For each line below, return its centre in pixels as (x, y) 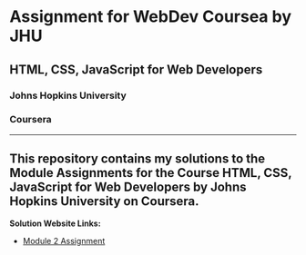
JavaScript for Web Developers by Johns (128, 187)
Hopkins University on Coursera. (104, 201)
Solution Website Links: (56, 223)
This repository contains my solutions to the (138, 159)
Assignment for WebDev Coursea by (151, 17)
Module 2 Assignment (64, 240)
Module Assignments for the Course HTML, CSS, (151, 173)
